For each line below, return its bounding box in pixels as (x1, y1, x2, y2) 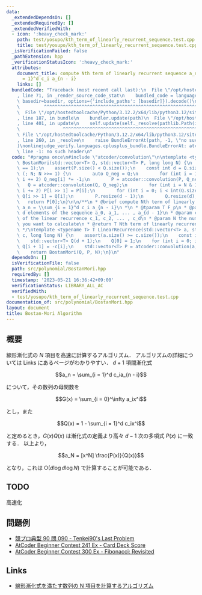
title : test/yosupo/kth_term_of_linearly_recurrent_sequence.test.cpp (17, 43, 198, 49)
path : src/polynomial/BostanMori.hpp (11, 266, 106, 272)
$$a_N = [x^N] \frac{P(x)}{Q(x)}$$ (58, 451, 144, 459)
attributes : (11, 64, 42, 71)
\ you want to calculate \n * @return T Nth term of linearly (17, 221, 173, 227)
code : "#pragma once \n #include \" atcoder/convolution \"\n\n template (11, 154, 187, 160)
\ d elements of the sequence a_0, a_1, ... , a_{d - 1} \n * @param (17, 210, 192, 216)
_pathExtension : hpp (11, 53, 63, 59)
